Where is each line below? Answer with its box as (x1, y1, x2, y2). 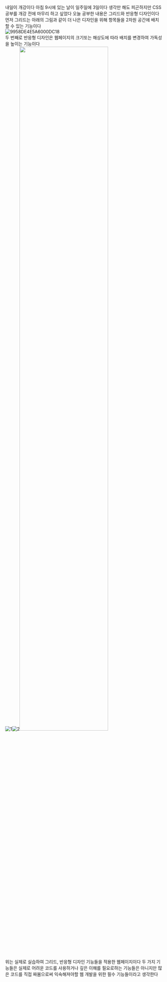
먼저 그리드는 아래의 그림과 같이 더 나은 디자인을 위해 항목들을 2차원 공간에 (5, 17, 151, 22)
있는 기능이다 (15, 23, 41, 29)
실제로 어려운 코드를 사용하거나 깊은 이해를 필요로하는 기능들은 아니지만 (18, 965, 157, 971)
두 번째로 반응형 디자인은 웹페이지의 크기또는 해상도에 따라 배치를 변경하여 (5, 34, 149, 40)
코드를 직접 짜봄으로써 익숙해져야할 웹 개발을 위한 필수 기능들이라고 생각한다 (10, 972, 159, 977)
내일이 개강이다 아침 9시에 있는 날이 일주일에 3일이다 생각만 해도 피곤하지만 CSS (5, 4, 162, 10)
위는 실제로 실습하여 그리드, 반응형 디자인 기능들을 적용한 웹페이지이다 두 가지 (5, 959, 156, 965)
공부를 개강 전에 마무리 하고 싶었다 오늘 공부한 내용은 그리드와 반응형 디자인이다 (5, 10, 160, 16)
